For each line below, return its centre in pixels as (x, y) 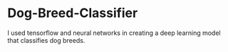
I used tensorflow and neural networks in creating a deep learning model (114, 33)
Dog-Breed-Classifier (73, 13)
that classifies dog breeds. (46, 40)
